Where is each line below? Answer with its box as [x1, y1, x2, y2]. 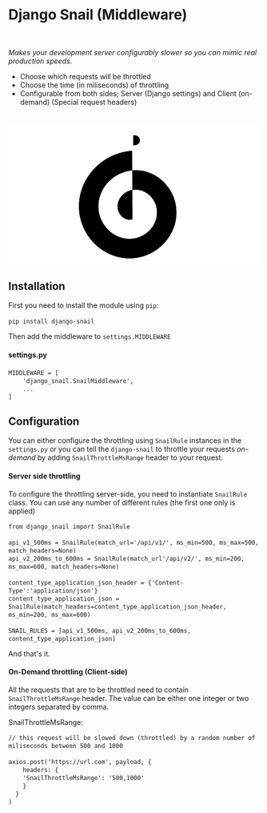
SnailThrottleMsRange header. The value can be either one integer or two [8, 693, 249, 702]
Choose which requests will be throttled [19, 71, 152, 81]
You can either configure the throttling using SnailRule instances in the [8, 436, 242, 445]
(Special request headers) [51, 97, 137, 107]
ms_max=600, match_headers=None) [8, 562, 120, 570]
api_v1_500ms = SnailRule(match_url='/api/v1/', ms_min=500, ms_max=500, [8, 538, 260, 546]
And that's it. [8, 649, 50, 658]
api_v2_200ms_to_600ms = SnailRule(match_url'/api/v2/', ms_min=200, [8, 554, 245, 562]
